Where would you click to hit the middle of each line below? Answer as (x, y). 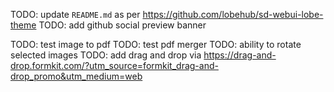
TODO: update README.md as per (75, 14)
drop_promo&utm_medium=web (76, 76)
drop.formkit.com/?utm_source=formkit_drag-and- (114, 65)
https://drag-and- (240, 55)
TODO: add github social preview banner (122, 25)
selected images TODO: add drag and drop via (106, 55)
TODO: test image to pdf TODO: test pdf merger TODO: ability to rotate (156, 44)
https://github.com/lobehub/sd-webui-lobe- (233, 14)
